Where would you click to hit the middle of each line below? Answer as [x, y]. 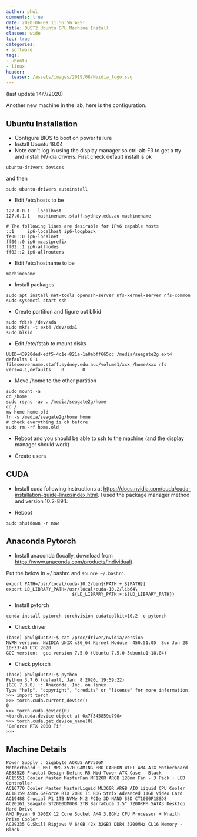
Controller [19, 783]
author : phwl [22, 11]
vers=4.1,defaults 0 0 [46, 369]
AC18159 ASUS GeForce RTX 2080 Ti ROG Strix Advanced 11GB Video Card [94, 794]
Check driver [30, 626]
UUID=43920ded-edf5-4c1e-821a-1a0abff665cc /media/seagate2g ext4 [89, 354]
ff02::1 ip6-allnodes [33, 247]
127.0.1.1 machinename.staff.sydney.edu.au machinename [79, 216]
